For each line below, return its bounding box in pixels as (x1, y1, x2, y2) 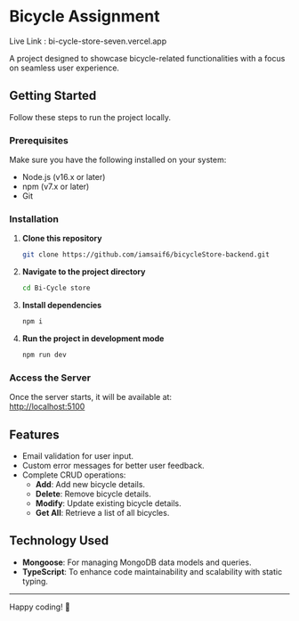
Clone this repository (21, 233, 102, 244)
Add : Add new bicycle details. (35, 478, 145, 489)
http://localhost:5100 (9, 401, 85, 412)
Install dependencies (21, 300, 102, 311)
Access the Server (9, 372, 92, 384)
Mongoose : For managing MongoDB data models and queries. (21, 557, 252, 568)
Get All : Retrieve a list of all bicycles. (35, 507, 170, 518)
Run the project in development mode (21, 332, 165, 344)
